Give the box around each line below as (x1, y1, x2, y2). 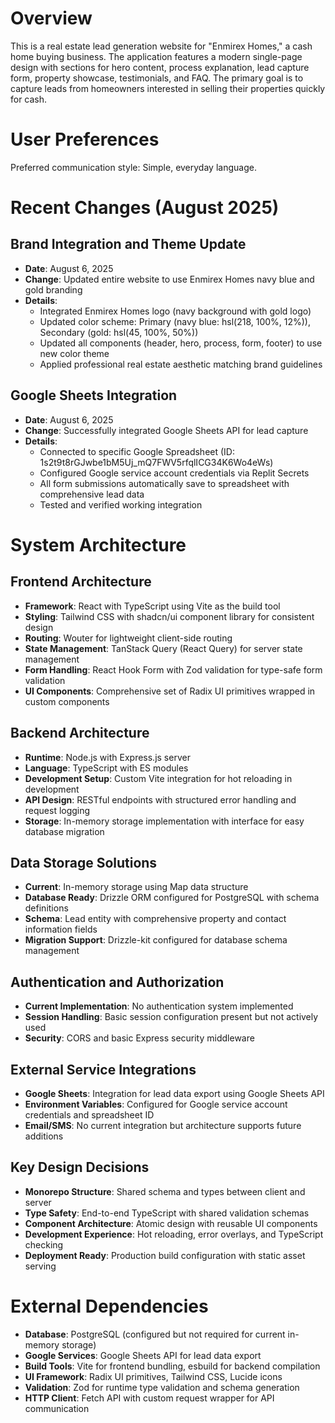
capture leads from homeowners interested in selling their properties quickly (10, 82, 326, 94)
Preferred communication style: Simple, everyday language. (10, 161, 257, 173)
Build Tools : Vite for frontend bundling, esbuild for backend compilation (24, 1360, 321, 1372)
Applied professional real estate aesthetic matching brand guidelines (39, 358, 323, 370)
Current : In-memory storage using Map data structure (24, 881, 249, 893)
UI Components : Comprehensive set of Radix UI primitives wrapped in (24, 685, 316, 697)
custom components (24, 695, 110, 707)
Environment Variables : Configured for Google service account (24, 1098, 288, 1110)
